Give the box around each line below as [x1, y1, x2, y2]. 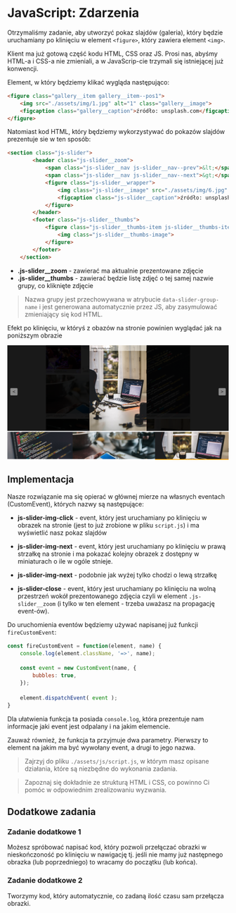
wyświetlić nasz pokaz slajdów [17, 528, 107, 537]
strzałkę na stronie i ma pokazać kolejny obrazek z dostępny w [17, 549, 199, 558]
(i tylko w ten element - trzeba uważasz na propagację [57, 599, 216, 607]
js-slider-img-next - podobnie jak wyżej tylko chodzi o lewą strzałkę [17, 571, 218, 579]
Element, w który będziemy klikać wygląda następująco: [7, 77, 170, 86]
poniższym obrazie [7, 331, 63, 340]
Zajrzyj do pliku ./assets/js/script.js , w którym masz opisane [24, 757, 209, 765]
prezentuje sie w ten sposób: [7, 135, 91, 144]
